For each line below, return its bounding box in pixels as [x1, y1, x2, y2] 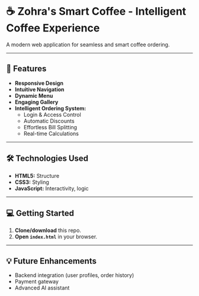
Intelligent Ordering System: [14, 104, 86, 112]
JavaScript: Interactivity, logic [14, 184, 89, 192]
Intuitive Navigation [14, 85, 65, 93]
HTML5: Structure [14, 172, 60, 179]
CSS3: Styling [14, 179, 49, 186]
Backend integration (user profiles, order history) [14, 272, 134, 279]
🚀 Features [6, 63, 47, 74]
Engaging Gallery [14, 98, 59, 106]
